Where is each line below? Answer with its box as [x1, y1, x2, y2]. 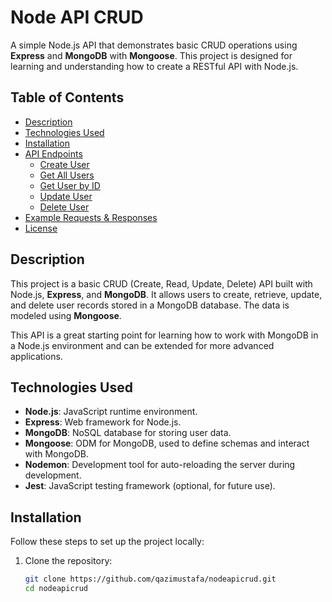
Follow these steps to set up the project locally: [10, 536, 205, 548]
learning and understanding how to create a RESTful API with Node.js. [10, 60, 299, 72]
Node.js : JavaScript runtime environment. [24, 406, 198, 418]
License [24, 222, 58, 234]
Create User [39, 158, 90, 170]
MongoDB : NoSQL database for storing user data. [24, 427, 232, 439]
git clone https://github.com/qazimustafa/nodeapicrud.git [24, 574, 277, 585]
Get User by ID [39, 179, 101, 191]
